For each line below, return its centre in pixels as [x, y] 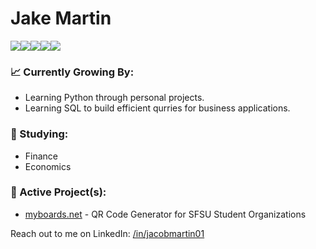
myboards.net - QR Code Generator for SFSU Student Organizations [165, 214]
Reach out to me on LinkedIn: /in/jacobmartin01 [107, 233]
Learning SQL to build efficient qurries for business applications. [157, 108]
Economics [48, 166]
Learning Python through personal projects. [114, 98]
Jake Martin [61, 18]
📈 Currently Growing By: [72, 72]
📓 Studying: [39, 134]
